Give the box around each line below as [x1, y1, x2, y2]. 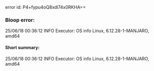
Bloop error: [5, 16, 35, 23]
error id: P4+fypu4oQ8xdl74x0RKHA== [5, 4, 86, 10]
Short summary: [5, 44, 40, 50]
